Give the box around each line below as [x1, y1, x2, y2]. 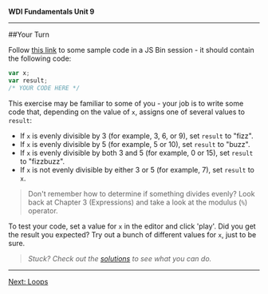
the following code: [8, 54, 72, 63]
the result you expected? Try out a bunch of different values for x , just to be [8, 229, 257, 239]
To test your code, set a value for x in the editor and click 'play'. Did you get [8, 221, 257, 231]
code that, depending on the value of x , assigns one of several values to [8, 107, 246, 117]
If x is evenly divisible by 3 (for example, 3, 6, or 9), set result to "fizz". [19, 131, 254, 141]
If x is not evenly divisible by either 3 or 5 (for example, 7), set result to [19, 165, 255, 174]
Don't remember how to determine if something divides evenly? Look [27, 189, 255, 198]
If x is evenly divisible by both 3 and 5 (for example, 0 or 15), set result [19, 148, 254, 157]
